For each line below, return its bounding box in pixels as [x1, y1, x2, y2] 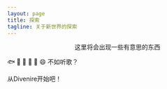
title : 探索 [7, 17, 40, 24]
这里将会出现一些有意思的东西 [74, 43, 161, 51]
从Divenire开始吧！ [7, 74, 62, 83]
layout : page [7, 10, 45, 17]
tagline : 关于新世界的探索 [7, 23, 78, 30]
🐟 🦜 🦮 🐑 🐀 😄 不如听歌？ [7, 58, 79, 66]
